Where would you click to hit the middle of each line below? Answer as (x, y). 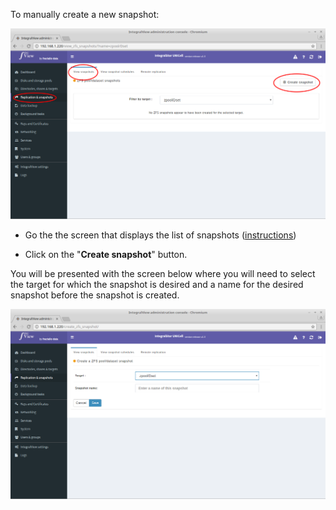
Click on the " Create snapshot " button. (106, 254)
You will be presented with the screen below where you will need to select (163, 273)
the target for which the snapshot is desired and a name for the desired (157, 284)
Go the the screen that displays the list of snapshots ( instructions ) (160, 235)
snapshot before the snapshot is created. (95, 295)
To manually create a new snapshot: (85, 14)
